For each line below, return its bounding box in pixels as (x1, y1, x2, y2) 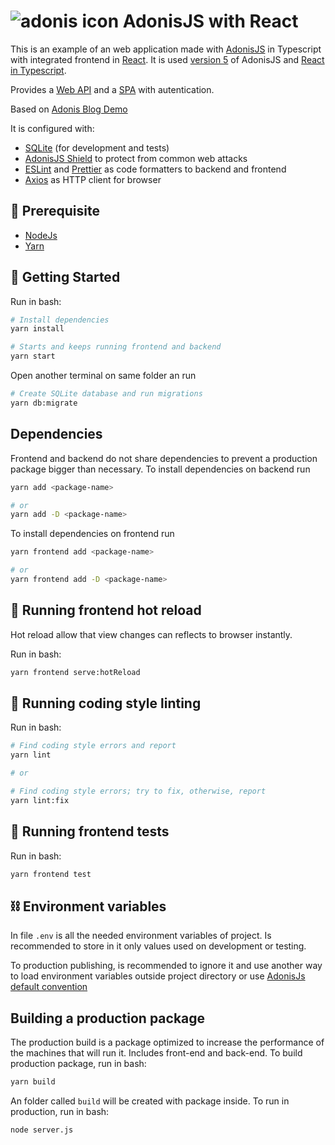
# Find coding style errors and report (10, 741, 177, 751)
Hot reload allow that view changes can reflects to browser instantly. (10, 628, 293, 640)
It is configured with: (10, 122, 95, 134)
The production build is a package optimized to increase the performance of (10, 1036, 325, 1049)
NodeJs (24, 229, 58, 241)
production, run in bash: (10, 1105, 110, 1117)
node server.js (10, 1125, 74, 1135)
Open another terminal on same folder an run (10, 370, 197, 382)
